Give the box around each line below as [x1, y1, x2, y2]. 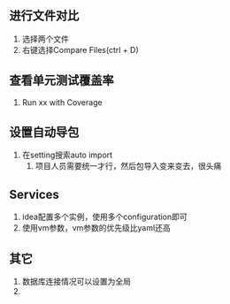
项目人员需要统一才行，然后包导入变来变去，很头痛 [34, 161, 222, 171]
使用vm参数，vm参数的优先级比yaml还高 [21, 223, 171, 233]
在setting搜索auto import [21, 149, 113, 161]
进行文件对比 [9, 8, 80, 24]
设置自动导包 [9, 125, 80, 140]
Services [9, 186, 60, 201]
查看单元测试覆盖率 [9, 73, 114, 88]
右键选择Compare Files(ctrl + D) [21, 44, 139, 55]
